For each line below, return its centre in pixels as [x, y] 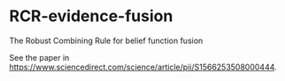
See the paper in [39, 57]
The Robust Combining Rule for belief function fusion [106, 40]
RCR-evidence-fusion [91, 16]
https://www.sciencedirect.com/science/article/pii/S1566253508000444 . [143, 67]
